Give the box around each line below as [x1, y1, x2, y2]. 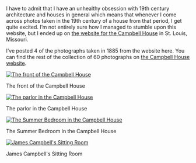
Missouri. [6, 36, 29, 43]
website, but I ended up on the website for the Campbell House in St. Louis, [6, 30, 188, 37]
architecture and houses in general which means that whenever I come [6, 11, 177, 18]
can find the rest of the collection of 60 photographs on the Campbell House [6, 54, 190, 60]
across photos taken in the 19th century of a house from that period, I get [6, 18, 182, 24]
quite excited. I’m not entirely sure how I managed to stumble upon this [6, 23, 177, 30]
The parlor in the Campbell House [6, 105, 87, 112]
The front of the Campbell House [6, 82, 86, 89]
